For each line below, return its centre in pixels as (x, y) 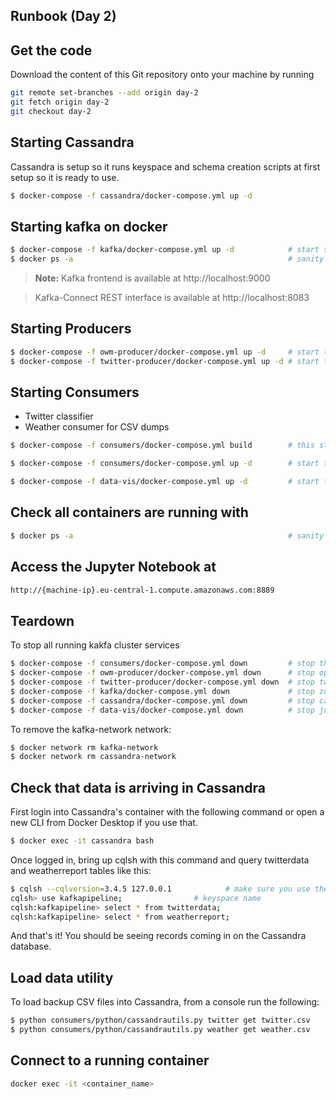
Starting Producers (71, 329)
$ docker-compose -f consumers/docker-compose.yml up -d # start (165, 464)
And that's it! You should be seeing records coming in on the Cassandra (158, 936)
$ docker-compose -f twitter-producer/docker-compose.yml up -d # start (165, 361)
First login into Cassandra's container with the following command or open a (167, 812)
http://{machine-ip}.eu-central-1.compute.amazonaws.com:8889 (142, 590)
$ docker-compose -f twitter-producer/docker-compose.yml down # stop (162, 682)
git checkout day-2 (51, 111)
